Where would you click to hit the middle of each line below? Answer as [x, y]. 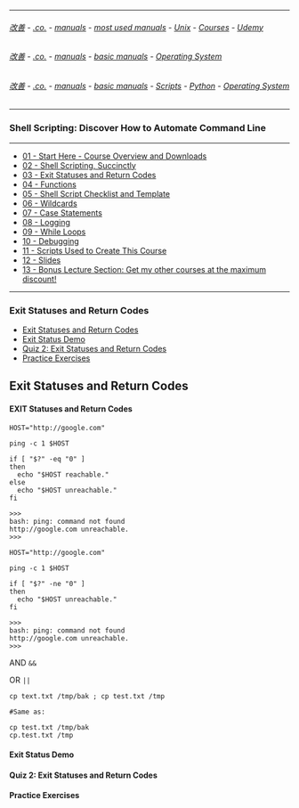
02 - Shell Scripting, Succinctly [79, 165]
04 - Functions [49, 184]
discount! [39, 279]
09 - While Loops [54, 232]
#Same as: [28, 712]
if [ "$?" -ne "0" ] [48, 584]
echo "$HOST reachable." [63, 474]
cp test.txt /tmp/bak [49, 727]
